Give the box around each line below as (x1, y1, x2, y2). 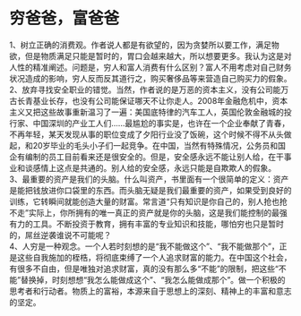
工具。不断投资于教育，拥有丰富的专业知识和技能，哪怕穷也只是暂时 (32, 218, 284, 229)
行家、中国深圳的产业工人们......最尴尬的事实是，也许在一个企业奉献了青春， (9, 117, 290, 128)
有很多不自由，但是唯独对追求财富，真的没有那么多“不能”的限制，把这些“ (9, 263, 279, 274)
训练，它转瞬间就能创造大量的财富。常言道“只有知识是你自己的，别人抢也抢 (9, 196, 288, 207)
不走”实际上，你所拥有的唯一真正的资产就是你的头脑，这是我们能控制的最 (9, 207, 280, 218)
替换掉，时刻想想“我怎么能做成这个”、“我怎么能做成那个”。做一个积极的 (21, 274, 286, 285)
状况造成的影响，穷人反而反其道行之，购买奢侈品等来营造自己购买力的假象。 (9, 73, 292, 83)
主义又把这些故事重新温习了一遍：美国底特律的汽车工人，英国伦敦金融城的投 (9, 107, 292, 117)
